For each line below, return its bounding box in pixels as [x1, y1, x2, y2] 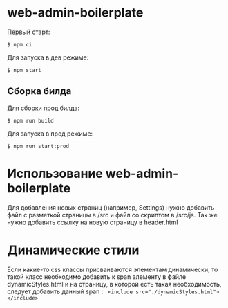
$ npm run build [7, 117, 54, 124]
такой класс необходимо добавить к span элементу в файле [7, 272, 187, 281]
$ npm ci [7, 41, 32, 48]
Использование [7, 165, 104, 181]
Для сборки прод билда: [7, 104, 80, 112]
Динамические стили [7, 242, 140, 257]
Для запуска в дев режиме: [7, 53, 89, 62]
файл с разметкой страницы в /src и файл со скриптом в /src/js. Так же [7, 210, 218, 219]
